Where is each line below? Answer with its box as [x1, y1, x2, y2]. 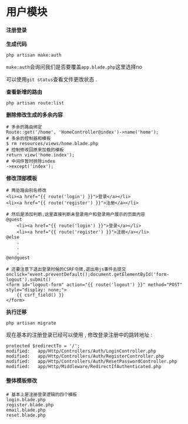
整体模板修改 [6, 377, 37, 384]
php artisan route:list [6, 100, 65, 106]
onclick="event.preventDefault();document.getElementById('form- [6, 272, 169, 278]
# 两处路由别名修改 [6, 188, 47, 193]
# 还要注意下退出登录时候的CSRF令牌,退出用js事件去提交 [6, 267, 126, 272]
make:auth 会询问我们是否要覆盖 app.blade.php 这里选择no [6, 63, 143, 71]
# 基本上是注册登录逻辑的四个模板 [6, 392, 78, 397]
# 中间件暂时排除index [6, 159, 56, 165]
